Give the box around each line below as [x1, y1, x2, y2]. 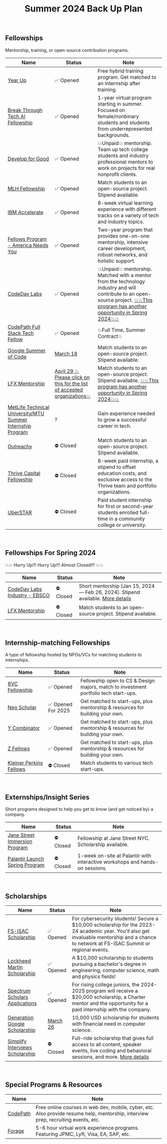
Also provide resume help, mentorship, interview [35, 1110, 149, 1117]
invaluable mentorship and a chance [72, 934, 157, 941]
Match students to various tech [80, 759, 153, 766]
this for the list [54, 380, 88, 387]
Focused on [97, 107, 125, 114]
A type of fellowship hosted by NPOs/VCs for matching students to [5, 652, 142, 658]
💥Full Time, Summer [97, 326, 146, 333]
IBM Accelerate [7, 209, 44, 216]
